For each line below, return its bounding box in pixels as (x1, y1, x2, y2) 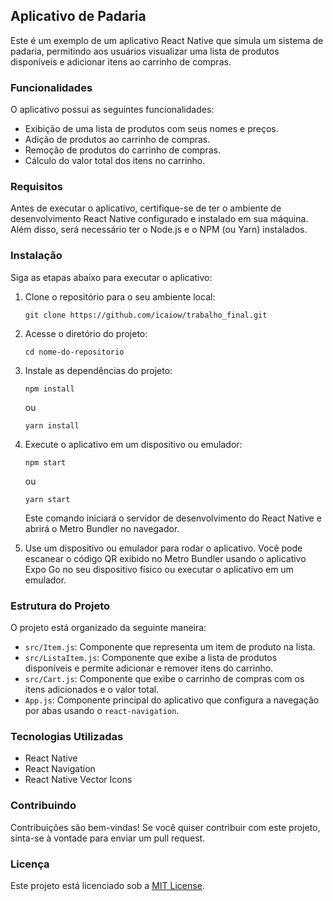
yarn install (24, 420, 80, 431)
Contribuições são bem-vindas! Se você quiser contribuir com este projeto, (10, 821, 321, 833)
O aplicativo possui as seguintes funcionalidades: (10, 104, 215, 116)
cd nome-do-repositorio (24, 347, 125, 357)
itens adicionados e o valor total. (24, 684, 160, 695)
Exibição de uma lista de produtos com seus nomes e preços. (24, 123, 279, 135)
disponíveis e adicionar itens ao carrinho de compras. (10, 55, 232, 68)
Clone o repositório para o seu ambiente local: (24, 290, 216, 303)
